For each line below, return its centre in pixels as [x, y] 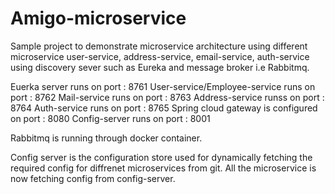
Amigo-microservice [98, 18]
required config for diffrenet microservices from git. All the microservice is [163, 168]
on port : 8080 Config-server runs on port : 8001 [110, 118]
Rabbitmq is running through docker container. [106, 138]
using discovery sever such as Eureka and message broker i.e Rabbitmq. [160, 67]
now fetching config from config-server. [93, 178]
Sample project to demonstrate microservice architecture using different [159, 46]
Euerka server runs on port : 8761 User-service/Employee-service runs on [163, 86]
